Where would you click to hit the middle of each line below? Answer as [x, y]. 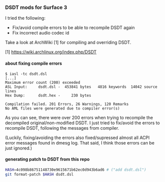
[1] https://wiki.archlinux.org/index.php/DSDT [51, 52]
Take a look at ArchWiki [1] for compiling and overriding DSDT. [68, 42]
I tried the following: [25, 18]
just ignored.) [19, 148]
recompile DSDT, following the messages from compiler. [62, 128]
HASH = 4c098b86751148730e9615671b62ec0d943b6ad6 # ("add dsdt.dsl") [76, 170]
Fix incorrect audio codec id [41, 33]
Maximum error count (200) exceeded [43, 82]
